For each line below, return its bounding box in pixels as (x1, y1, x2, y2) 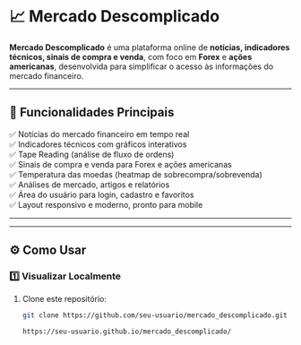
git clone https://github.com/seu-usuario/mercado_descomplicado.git (21, 311, 288, 320)
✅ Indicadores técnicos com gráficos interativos (9, 139, 187, 150)
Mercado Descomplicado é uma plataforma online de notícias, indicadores (9, 41, 290, 53)
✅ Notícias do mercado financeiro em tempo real (9, 128, 190, 139)
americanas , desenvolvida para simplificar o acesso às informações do (9, 61, 274, 72)
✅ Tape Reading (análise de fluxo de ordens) (9, 149, 175, 160)
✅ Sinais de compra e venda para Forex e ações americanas (9, 159, 233, 169)
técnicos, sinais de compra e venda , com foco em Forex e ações (9, 51, 253, 62)
